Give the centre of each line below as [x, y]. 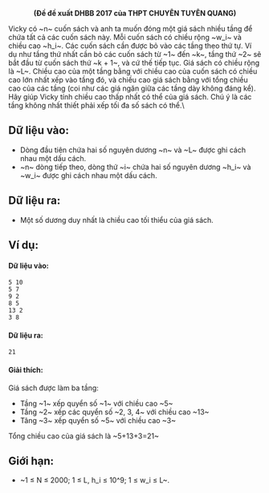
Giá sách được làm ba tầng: [53, 388]
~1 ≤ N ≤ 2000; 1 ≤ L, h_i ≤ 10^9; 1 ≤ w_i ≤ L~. [95, 480]
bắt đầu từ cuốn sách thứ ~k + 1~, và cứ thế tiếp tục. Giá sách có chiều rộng [134, 63]
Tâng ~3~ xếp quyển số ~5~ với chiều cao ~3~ [98, 420]
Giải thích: [26, 370]
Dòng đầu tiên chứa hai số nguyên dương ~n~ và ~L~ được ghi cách [133, 150]
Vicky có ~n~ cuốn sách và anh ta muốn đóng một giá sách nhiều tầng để [130, 28]
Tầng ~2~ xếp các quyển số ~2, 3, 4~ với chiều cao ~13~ [114, 412]
